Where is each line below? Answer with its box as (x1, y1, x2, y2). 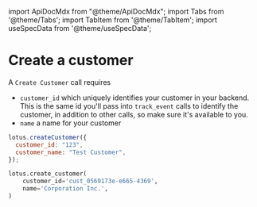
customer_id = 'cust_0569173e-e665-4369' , (22, 178, 158, 186)
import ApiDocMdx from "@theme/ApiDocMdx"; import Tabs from (8, 7, 224, 16)
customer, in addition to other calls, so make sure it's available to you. (19, 109, 248, 119)
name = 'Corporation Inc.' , (22, 185, 109, 193)
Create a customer (8, 52, 134, 70)
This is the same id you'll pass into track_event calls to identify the (19, 101, 239, 110)
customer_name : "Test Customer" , (15, 148, 127, 156)
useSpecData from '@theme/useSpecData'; (8, 24, 152, 33)
